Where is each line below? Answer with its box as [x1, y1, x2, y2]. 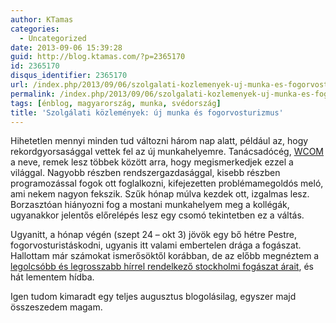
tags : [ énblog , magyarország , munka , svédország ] [10, 98, 222, 108]
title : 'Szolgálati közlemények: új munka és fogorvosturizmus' [10, 107, 284, 118]
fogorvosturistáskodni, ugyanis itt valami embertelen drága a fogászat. [10, 239, 302, 251]
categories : [10, 24, 60, 34]
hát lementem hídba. [10, 271, 95, 283]
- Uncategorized [19, 33, 87, 43]
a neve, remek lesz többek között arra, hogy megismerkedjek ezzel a [10, 156, 294, 168]
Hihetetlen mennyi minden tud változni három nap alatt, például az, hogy [10, 135, 309, 147]
